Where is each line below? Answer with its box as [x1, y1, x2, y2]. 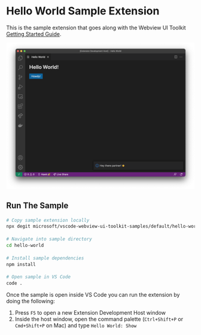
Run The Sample [6, 201, 69, 211]
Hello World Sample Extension [6, 4, 160, 18]
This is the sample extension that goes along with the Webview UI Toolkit [6, 24, 187, 31]
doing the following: [6, 298, 55, 305]
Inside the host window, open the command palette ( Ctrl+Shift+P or [14, 316, 184, 323]
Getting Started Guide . [6, 30, 62, 37]
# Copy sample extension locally [6, 217, 90, 223]
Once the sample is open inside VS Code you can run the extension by [6, 291, 180, 298]
